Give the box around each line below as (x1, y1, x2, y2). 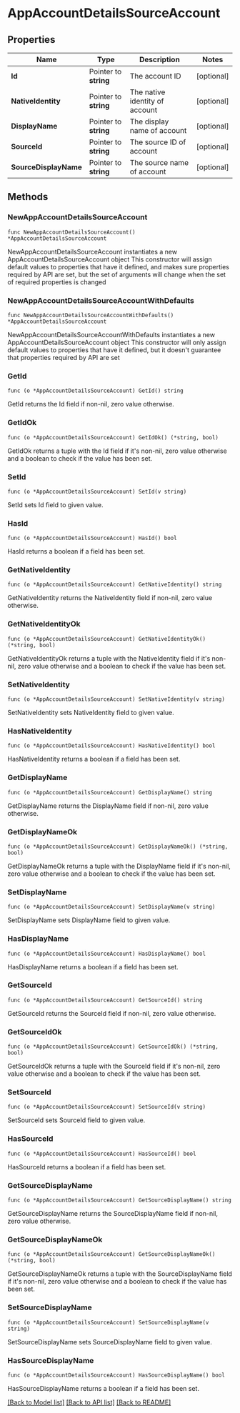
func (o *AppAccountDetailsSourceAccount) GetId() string (7, 387, 184, 394)
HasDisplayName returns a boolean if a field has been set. (7, 962, 179, 971)
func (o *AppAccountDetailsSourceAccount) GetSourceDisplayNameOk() (7, 1251, 216, 1258)
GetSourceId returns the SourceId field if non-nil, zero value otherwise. (7, 1009, 216, 1017)
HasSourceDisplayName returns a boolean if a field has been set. (7, 1384, 200, 1392)
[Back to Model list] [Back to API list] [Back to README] (7, 1398, 171, 1407)
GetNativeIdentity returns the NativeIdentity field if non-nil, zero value (7, 594, 213, 602)
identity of (129, 96, 164, 106)
